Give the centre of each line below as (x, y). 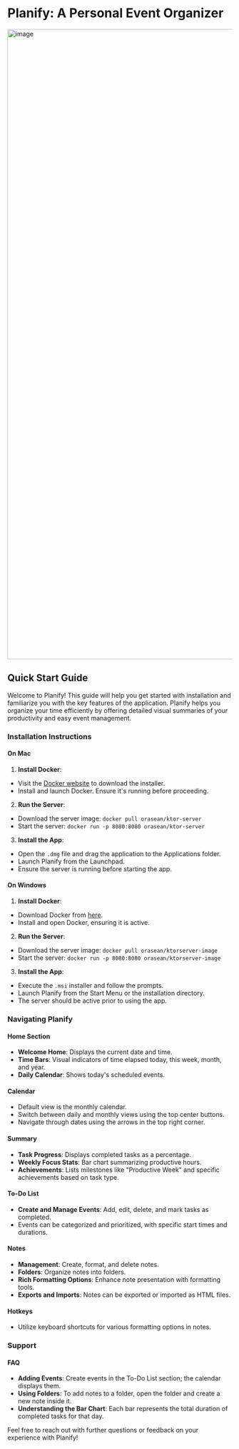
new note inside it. (45, 1401)
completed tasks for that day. (61, 1416)
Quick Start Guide (48, 678)
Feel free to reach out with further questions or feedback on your (103, 1430)
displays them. (39, 1386)
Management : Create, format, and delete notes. (88, 1265)
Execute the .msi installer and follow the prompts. (91, 986)
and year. (31, 1067)
